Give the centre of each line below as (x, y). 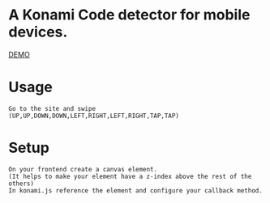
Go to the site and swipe (52, 108)
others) (21, 184)
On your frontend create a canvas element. (83, 169)
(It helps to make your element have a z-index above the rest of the (130, 176)
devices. (38, 32)
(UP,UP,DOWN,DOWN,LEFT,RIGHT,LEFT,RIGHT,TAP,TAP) (94, 116)
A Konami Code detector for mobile (129, 15)
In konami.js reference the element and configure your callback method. (136, 190)
